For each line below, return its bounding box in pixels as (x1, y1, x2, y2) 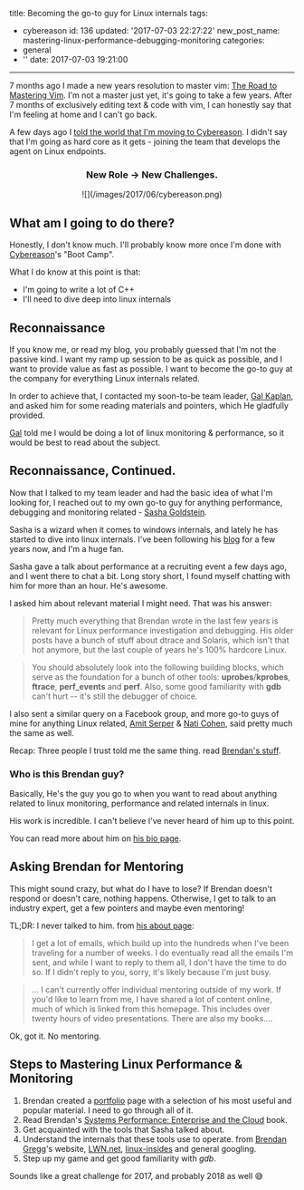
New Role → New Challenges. (85, 168, 219, 180)
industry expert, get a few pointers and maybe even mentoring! (9, 902, 245, 914)
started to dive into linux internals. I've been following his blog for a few (9, 534, 276, 545)
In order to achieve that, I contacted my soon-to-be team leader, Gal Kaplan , (9, 390, 294, 402)
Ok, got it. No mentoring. (9, 1030, 101, 1041)
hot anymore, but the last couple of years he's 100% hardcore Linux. (31, 643, 288, 655)
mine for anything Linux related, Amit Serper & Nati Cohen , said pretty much (9, 718, 293, 729)
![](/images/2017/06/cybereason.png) (81, 189, 223, 200)
